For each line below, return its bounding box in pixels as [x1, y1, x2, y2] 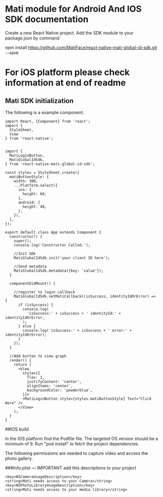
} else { [18, 323, 36, 329]
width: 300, [14, 179, 38, 183]
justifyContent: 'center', [26, 379, 82, 384]
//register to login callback [14, 289, 76, 295]
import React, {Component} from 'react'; [5, 119, 91, 124]
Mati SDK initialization [5, 97, 74, 105]
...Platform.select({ [14, 183, 58, 188]
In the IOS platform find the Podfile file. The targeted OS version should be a [5, 436, 159, 441]
